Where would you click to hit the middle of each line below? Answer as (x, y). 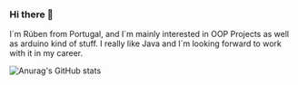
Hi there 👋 (32, 14)
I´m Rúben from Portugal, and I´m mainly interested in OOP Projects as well (149, 34)
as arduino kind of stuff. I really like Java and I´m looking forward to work (145, 43)
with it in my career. (46, 53)
